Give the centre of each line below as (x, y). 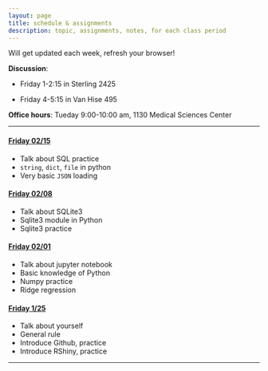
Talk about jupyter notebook (66, 264)
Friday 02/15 (30, 140)
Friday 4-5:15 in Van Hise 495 (69, 100)
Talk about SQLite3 (51, 211)
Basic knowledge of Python (65, 273)
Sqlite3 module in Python (61, 219)
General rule (40, 334)
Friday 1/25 (27, 308)
